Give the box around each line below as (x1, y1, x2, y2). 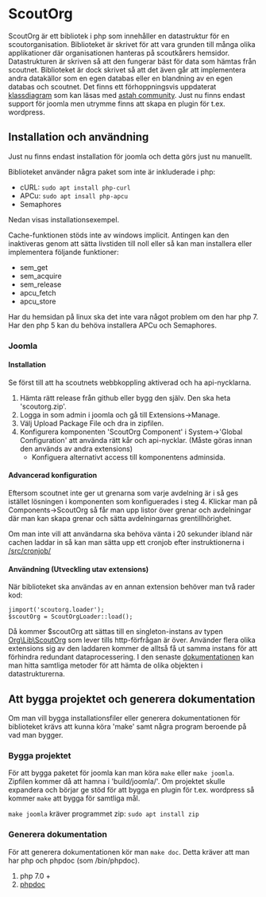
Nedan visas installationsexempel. (8, 214, 120, 224)
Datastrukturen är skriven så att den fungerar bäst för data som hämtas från (8, 57, 256, 66)
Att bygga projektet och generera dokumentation (8, 692, 256, 706)
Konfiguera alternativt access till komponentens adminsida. (31, 452, 226, 462)
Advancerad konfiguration (8, 471, 98, 480)
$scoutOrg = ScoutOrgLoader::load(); (8, 613, 133, 621)
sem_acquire (19, 271, 62, 280)
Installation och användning (8, 131, 149, 144)
